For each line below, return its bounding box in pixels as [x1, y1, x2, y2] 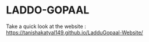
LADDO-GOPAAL [6, 3, 90, 17]
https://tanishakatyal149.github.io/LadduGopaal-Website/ [6, 29, 144, 36]
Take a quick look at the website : [6, 23, 86, 30]
